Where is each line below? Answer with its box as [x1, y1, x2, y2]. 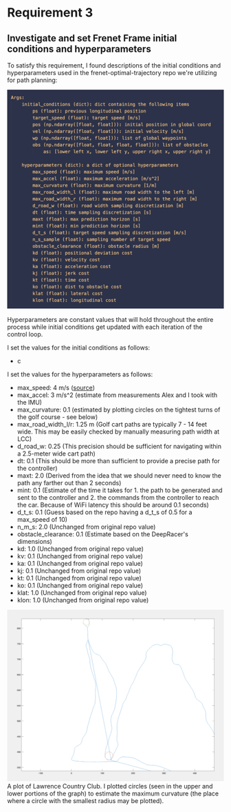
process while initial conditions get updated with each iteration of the [7, 323, 203, 331]
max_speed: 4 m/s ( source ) [16, 383, 95, 392]
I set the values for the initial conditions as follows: [7, 343, 150, 352]
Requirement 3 [7, 5, 93, 21]
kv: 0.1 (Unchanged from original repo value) [16, 551, 143, 560]
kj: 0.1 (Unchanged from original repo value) [16, 567, 142, 575]
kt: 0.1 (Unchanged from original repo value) [16, 574, 142, 582]
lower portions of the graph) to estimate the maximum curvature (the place [7, 789, 219, 798]
